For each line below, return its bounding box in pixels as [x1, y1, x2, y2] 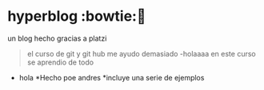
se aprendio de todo [26, 57, 94, 67]
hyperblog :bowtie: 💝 [7, 7, 146, 25]
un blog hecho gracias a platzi [7, 33, 107, 43]
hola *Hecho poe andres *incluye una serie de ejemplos [18, 72, 205, 82]
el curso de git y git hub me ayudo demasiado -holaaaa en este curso [26, 49, 257, 58]
